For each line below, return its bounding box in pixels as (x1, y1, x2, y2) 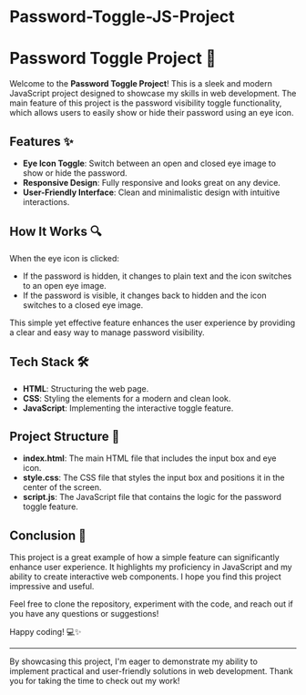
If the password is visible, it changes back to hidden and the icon (22, 290, 267, 301)
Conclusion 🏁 (9, 527, 87, 543)
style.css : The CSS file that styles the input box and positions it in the (22, 472, 285, 484)
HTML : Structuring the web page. (22, 383, 149, 393)
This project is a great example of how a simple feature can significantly (9, 552, 280, 563)
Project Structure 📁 (9, 428, 120, 444)
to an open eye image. (22, 280, 107, 291)
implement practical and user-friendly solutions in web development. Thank (9, 666, 293, 677)
